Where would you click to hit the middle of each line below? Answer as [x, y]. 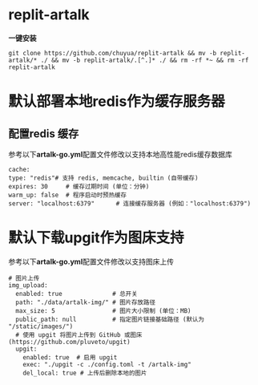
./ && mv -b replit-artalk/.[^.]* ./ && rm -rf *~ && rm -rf [145, 60]
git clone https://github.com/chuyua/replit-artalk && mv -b [113, 53]
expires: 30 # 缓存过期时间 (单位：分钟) [79, 186]
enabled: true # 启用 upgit [70, 357]
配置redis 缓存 [44, 134]
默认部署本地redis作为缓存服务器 [117, 101]
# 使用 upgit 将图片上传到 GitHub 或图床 [79, 334]
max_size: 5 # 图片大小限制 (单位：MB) [103, 310]
